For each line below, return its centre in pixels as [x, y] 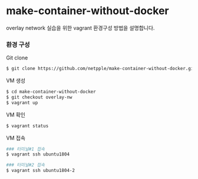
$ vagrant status [27, 126]
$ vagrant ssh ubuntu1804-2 [41, 171]
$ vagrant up [22, 102]
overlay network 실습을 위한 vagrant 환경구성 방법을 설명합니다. [80, 28]
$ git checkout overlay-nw [39, 97]
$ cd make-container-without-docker [51, 92]
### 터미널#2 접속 [26, 165]
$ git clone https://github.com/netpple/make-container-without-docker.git [101, 69]
